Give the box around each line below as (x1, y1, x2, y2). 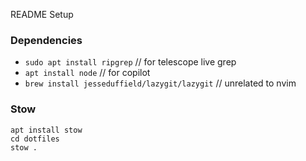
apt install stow (10, 125, 83, 135)
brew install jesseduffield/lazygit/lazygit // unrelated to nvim (24, 77, 297, 89)
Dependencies (10, 33, 83, 47)
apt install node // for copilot (24, 67, 151, 79)
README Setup (10, 9, 74, 20)
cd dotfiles (10, 134, 60, 144)
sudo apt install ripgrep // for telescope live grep (24, 56, 237, 68)
